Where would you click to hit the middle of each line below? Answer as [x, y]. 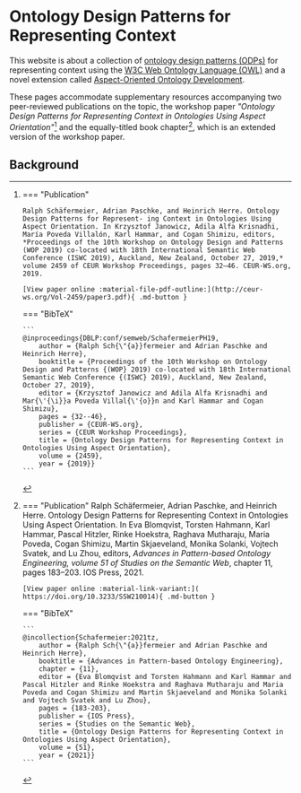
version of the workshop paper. [67, 136]
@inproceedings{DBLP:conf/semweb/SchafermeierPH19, [120, 338]
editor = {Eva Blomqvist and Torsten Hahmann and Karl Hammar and [165, 677]
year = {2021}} [67, 755]
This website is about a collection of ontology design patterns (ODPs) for [144, 60]
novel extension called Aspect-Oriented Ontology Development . [127, 79]
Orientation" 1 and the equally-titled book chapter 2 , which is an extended [142, 126]
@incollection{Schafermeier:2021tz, [90, 638]
